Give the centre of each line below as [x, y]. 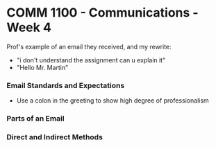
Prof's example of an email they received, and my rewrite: [89, 46]
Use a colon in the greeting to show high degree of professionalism [113, 101]
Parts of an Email [35, 119]
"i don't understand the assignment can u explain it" [91, 60]
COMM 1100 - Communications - [102, 13]
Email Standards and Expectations [66, 85]
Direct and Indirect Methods [55, 137]
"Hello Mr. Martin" [42, 67]
